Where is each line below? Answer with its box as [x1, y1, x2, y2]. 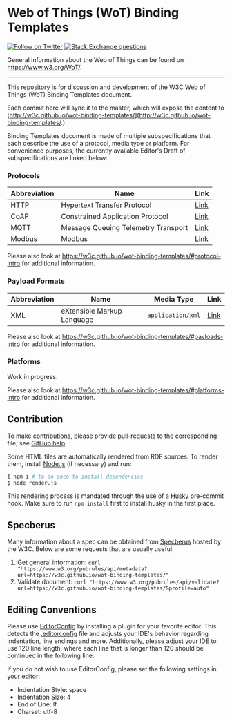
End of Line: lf [17, 700, 57, 709]
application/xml [147, 311, 201, 319]
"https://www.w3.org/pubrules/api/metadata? [17, 566, 148, 573]
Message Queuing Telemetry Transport [61, 223, 188, 233]
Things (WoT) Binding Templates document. [7, 90, 133, 98]
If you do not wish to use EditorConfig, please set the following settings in [7, 665, 217, 673]
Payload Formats [7, 276, 66, 286]
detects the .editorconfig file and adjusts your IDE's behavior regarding [7, 630, 209, 638]
